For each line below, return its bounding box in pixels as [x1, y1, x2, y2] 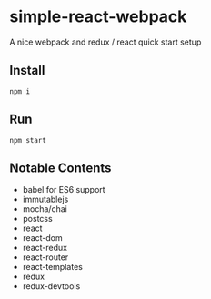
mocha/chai [22, 204, 68, 214]
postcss [22, 214, 53, 224]
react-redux [22, 243, 68, 254]
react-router [22, 252, 69, 263]
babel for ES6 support [22, 184, 106, 195]
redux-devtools [22, 281, 81, 292]
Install [9, 63, 45, 78]
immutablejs [22, 194, 69, 205]
